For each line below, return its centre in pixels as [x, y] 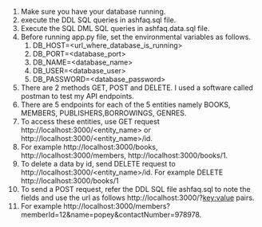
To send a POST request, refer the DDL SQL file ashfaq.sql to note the [135, 189]
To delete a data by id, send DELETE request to [98, 164]
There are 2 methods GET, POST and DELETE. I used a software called [137, 88]
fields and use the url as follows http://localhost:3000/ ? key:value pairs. [137, 198]
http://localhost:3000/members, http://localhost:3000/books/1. [124, 155]
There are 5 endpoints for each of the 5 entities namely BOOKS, [125, 104]
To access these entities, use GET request [90, 121]
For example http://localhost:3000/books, [89, 147]
